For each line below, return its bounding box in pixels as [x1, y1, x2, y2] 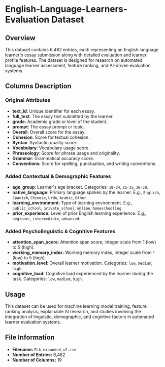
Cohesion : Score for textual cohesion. [12, 134, 90, 140]
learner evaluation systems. [5, 319, 62, 325]
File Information [5, 333, 55, 342]
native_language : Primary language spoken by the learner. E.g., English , [12, 189, 160, 195]
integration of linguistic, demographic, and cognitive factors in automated [5, 314, 154, 320]
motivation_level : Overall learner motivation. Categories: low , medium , [12, 260, 153, 266]
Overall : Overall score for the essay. [12, 129, 86, 135]
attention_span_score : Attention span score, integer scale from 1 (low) [12, 239, 156, 245]
